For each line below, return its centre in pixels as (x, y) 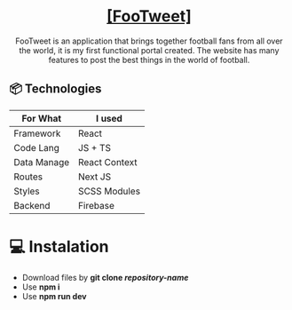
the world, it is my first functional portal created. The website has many (149, 50)
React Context (108, 162)
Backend (32, 205)
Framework (37, 133)
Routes (28, 177)
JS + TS (95, 147)
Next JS (95, 177)
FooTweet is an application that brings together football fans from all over (149, 41)
